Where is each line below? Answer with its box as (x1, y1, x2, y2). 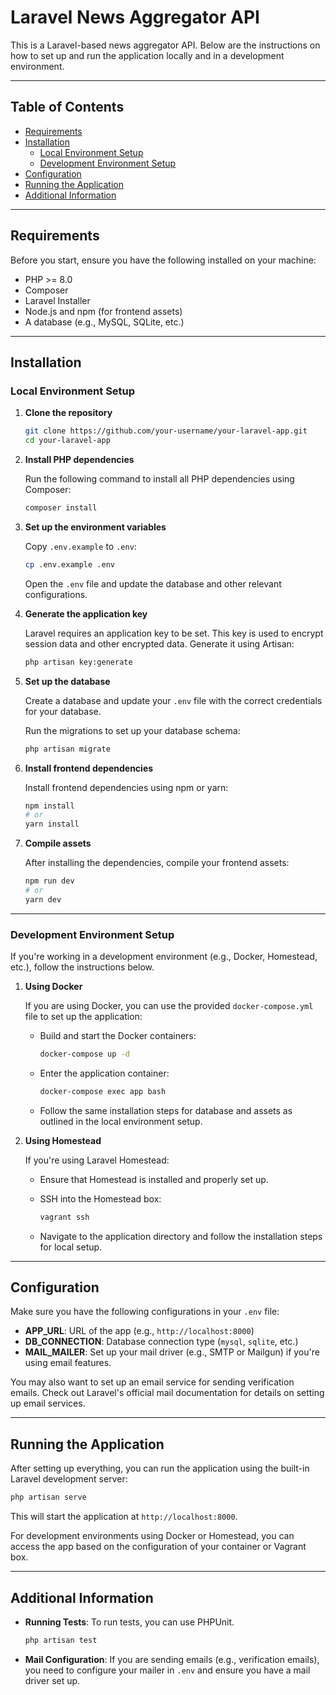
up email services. (10, 1397, 86, 1410)
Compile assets (24, 837, 92, 850)
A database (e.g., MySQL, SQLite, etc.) (24, 316, 185, 328)
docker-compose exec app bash (39, 1086, 167, 1096)
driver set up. (24, 1674, 81, 1686)
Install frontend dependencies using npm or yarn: (24, 781, 229, 793)
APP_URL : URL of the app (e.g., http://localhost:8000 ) (24, 1325, 255, 1337)
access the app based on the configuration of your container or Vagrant (10, 1541, 307, 1553)
